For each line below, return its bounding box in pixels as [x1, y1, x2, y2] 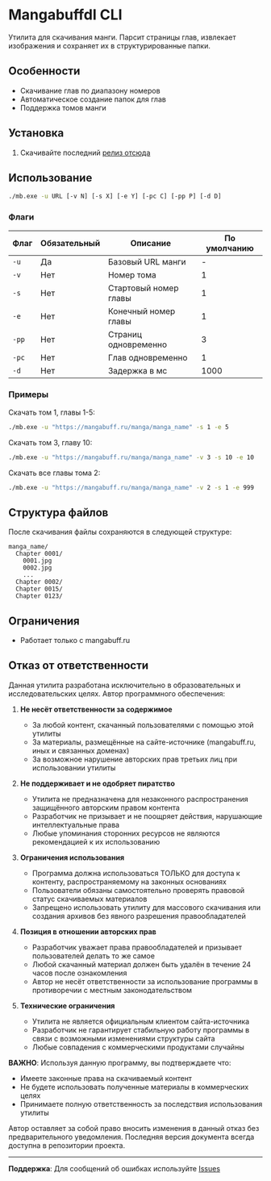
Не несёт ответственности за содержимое [19, 704, 173, 714]
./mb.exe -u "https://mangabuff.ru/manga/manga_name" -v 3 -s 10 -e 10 [8, 453, 254, 461]
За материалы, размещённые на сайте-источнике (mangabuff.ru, [31, 737, 256, 747]
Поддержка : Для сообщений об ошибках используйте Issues [8, 1163, 220, 1173]
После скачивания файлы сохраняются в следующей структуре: [8, 527, 232, 537]
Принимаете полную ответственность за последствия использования [19, 1099, 263, 1108]
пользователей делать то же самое [31, 950, 156, 961]
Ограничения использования [19, 853, 125, 862]
